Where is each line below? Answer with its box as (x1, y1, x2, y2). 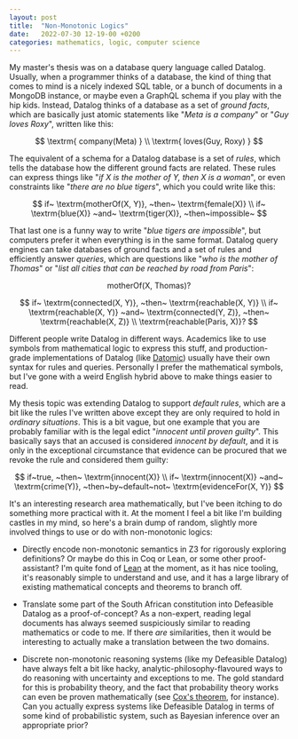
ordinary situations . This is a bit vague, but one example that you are (9, 417, 260, 427)
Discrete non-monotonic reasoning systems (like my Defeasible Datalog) (21, 654, 288, 664)
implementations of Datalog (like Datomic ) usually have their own (32, 353, 271, 363)
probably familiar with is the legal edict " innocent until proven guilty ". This (9, 426, 279, 437)
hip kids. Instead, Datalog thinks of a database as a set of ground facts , (9, 99, 271, 111)
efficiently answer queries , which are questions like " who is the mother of (9, 254, 278, 265)
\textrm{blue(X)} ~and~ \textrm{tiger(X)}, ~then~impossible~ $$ (30, 208, 268, 219)
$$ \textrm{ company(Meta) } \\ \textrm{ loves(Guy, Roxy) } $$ (35, 136, 263, 147)
